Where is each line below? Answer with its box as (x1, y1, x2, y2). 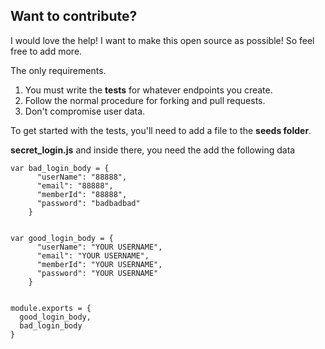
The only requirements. (10, 64, 107, 76)
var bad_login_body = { (10, 163, 110, 173)
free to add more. (10, 45, 83, 57)
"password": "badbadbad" (36, 198, 141, 208)
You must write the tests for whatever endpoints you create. (24, 84, 273, 96)
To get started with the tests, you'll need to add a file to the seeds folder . (10, 124, 312, 136)
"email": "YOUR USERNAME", (36, 250, 150, 261)
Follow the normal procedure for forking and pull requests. (24, 94, 266, 106)
